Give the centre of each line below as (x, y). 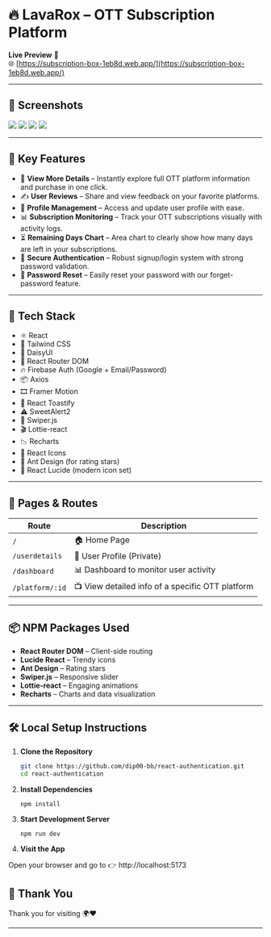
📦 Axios (34, 379)
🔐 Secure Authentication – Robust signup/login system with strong (131, 257)
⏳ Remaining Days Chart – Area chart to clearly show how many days (136, 237)
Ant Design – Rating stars (63, 668)
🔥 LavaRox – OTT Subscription (112, 15)
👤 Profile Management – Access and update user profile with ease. (132, 207)
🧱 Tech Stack (42, 316)
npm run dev (40, 834)
